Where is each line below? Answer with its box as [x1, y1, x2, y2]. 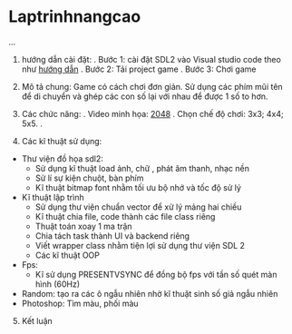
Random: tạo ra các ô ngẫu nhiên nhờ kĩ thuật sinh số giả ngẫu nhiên [21, 288, 278, 299]
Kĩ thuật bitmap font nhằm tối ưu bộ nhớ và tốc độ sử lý [34, 182, 242, 192]
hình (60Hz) [34, 279, 81, 290]
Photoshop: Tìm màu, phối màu [21, 298, 139, 309]
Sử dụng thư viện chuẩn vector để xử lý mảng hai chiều [34, 201, 242, 212]
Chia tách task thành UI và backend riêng [34, 230, 190, 241]
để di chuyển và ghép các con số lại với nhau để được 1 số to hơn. [21, 91, 268, 102]
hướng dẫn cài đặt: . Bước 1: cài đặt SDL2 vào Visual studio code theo [21, 54, 282, 64]
